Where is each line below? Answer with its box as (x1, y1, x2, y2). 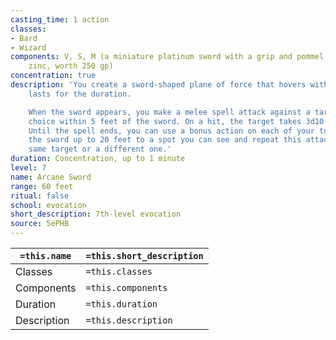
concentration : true (10, 71, 97, 81)
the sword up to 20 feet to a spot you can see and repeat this (28, 135, 302, 145)
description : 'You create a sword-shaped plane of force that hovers (10, 80, 307, 90)
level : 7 (10, 163, 47, 173)
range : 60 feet (10, 181, 74, 191)
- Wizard (10, 42, 47, 53)
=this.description (85, 315, 173, 326)
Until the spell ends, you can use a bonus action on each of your (28, 126, 315, 136)
